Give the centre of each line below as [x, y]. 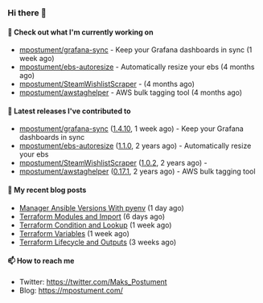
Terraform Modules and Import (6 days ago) [92, 216]
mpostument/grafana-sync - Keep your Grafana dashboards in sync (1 [136, 50]
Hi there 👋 [27, 13]
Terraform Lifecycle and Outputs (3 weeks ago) [98, 242]
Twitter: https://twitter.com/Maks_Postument [93, 281]
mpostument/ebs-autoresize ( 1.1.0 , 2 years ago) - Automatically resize [135, 146]
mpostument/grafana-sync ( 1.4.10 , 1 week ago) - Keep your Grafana [131, 129]
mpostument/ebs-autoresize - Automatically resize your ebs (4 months [137, 67]
